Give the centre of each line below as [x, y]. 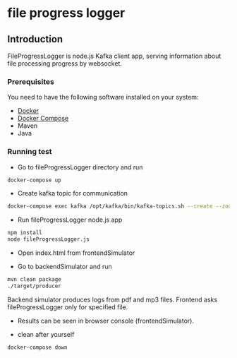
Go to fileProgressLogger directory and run [80, 167]
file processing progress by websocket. [65, 64]
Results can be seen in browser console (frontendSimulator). [105, 321]
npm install [25, 233]
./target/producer [34, 286]
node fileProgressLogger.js [49, 239]
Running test [30, 152]
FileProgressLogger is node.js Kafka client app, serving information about [114, 56]
